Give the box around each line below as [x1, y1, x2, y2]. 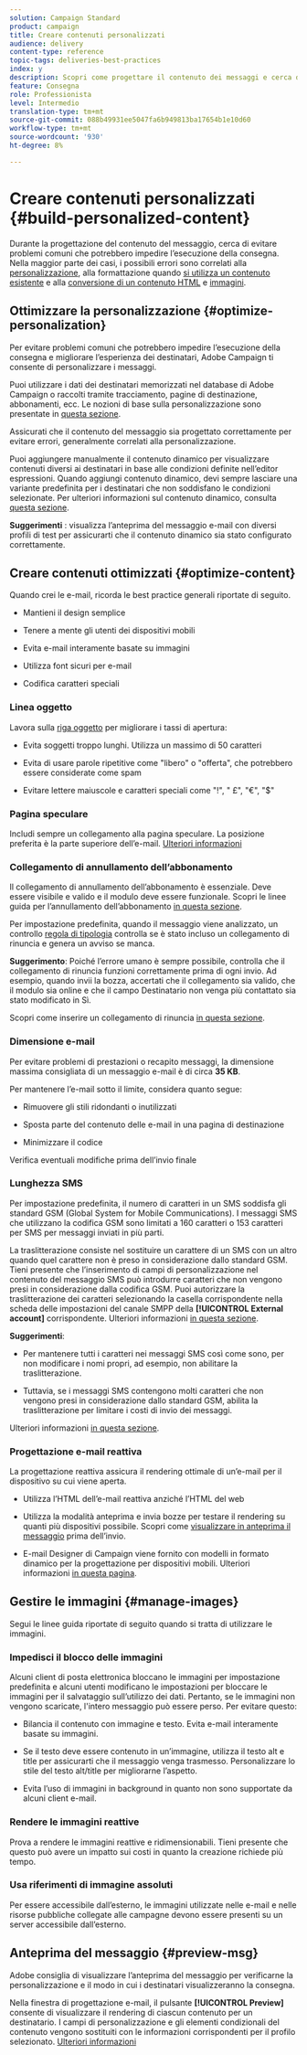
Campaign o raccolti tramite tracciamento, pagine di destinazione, [9, 389, 258, 399]
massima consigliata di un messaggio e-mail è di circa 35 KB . [9, 1066, 241, 1077]
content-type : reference [9, 48, 104, 57]
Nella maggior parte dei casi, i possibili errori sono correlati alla [9, 257, 248, 268]
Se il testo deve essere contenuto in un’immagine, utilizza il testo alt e [22, 1746, 285, 1757]
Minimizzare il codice [22, 1136, 103, 1147]
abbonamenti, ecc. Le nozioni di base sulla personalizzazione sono [9, 399, 262, 410]
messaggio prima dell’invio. [22, 1530, 126, 1541]
